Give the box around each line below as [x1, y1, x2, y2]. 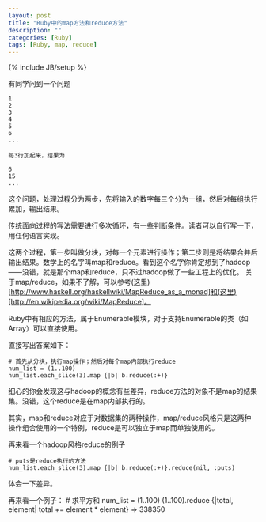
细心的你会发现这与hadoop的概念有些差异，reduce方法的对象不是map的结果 [8, 387, 257, 396]
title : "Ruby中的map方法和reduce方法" [8, 19, 128, 27]
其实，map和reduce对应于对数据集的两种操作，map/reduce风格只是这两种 [8, 413, 252, 423]
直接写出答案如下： [8, 341, 71, 350]
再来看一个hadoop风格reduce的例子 [8, 440, 126, 449]
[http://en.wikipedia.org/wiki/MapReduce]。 [8, 297, 152, 307]
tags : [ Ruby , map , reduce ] [8, 41, 97, 49]
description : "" [8, 26, 62, 34]
